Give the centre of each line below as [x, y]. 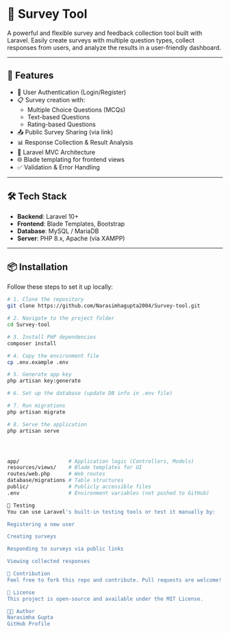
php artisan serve [33, 431]
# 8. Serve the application [47, 425]
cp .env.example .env [38, 362]
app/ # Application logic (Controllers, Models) [101, 461]
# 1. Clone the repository [46, 300]
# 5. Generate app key [39, 374]
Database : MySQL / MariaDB [58, 231]
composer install [32, 343]
